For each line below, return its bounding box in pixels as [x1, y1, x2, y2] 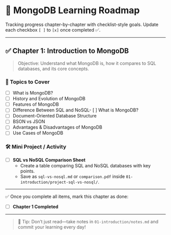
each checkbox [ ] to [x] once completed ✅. [5, 26, 101, 33]
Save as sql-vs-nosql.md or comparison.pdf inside [20, 173, 125, 180]
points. [20, 168, 35, 174]
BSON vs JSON [12, 119, 45, 125]
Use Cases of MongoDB [12, 130, 64, 136]
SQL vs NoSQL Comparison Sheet [12, 157, 85, 163]
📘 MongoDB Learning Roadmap [5, 5, 140, 16]
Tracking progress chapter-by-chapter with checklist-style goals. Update [5, 21, 159, 27]
